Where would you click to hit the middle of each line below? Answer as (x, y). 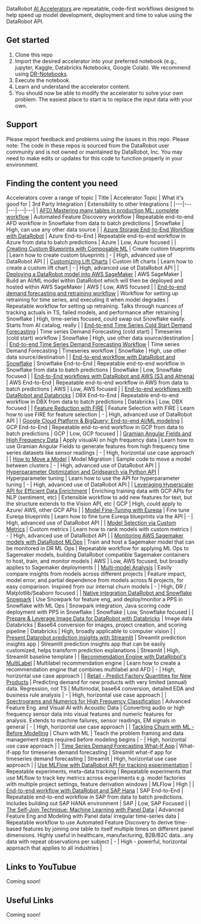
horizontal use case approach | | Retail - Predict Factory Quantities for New (99, 676)
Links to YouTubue (41, 867)
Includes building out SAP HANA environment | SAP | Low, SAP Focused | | (98, 803)
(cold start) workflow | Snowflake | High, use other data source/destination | (100, 338)
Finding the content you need (62, 183)
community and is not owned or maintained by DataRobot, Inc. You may (94, 152)
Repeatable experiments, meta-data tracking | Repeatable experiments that (99, 772)
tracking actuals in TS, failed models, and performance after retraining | (94, 313)
